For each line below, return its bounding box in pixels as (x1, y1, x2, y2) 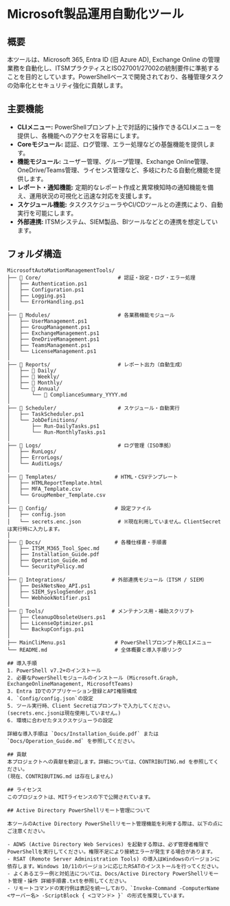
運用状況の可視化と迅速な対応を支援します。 (29, 191, 156, 200)
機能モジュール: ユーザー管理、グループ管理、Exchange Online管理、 (16, 157, 213, 165)
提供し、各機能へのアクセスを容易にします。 (16, 131, 143, 140)
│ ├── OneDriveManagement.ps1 (7, 335, 100, 343)
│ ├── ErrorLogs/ (7, 454, 63, 461)
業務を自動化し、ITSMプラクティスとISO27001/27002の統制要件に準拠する (7, 64, 220, 72)
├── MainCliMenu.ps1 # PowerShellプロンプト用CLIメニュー (7, 639, 212, 646)
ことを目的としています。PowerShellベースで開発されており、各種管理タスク (7, 73, 224, 81)
